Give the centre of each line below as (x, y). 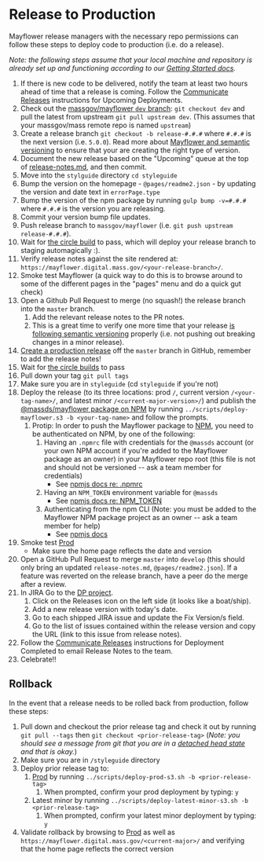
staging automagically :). (60, 250)
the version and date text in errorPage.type (90, 192)
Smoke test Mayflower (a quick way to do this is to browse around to (131, 275)
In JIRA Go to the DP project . (66, 592)
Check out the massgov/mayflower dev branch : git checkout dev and (133, 108)
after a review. (43, 584)
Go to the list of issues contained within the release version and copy (144, 625)
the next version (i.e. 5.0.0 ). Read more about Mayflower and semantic (135, 141)
